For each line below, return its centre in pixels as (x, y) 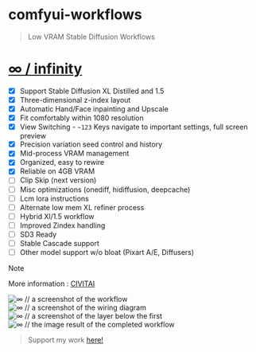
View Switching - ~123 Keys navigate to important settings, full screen (134, 127)
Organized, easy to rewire (62, 162)
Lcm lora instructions (54, 198)
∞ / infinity (45, 69)
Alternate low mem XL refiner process (82, 207)
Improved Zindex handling (62, 225)
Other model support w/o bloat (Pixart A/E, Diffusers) (107, 252)
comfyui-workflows (75, 15)
